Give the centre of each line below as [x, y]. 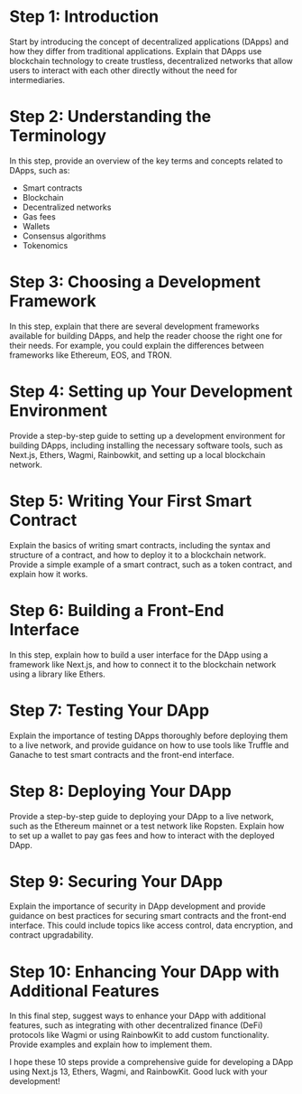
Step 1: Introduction [84, 17]
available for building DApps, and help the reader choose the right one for [146, 335]
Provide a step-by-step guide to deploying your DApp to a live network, [142, 816]
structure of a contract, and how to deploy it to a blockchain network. [138, 555]
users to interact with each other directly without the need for [124, 70]
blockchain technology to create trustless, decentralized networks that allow [151, 61]
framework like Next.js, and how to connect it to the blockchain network [143, 664]
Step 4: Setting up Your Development [151, 391]
